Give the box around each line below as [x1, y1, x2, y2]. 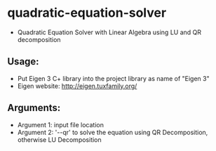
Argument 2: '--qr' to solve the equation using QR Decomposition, [17, 128, 208, 136]
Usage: [7, 56, 40, 68]
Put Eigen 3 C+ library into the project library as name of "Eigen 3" [17, 74, 210, 82]
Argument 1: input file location [17, 120, 104, 129]
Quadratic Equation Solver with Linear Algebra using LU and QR [17, 28, 202, 36]
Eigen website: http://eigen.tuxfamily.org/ [17, 82, 137, 90]
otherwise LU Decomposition [17, 135, 102, 144]
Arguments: [7, 102, 61, 114]
